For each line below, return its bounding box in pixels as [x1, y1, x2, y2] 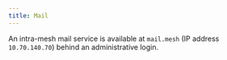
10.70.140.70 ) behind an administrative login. [8, 42, 159, 52]
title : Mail [8, 11, 48, 20]
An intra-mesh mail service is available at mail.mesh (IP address [8, 34, 220, 43]
